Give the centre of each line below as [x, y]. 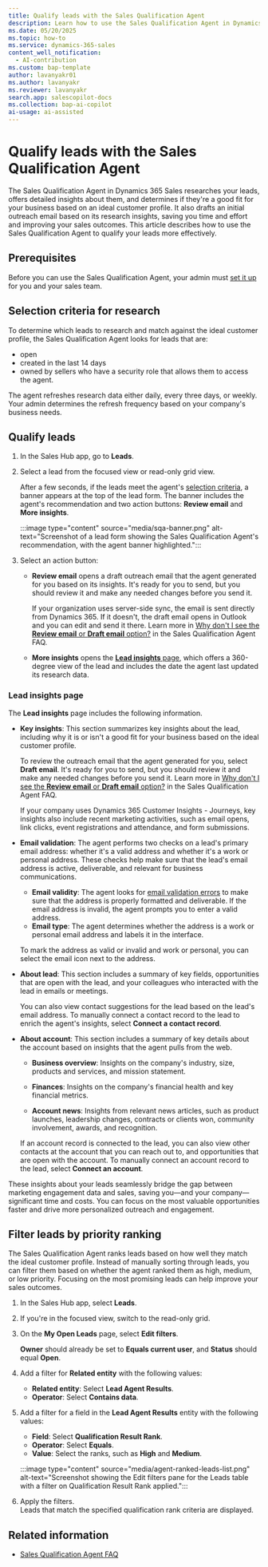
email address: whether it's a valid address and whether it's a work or [134, 851]
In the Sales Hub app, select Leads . [78, 1303]
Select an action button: [59, 560]
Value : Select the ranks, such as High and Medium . [116, 1454]
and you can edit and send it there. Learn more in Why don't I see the [146, 625]
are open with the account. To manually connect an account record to [134, 1160]
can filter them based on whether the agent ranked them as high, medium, [130, 1271]
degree [43, 667]
